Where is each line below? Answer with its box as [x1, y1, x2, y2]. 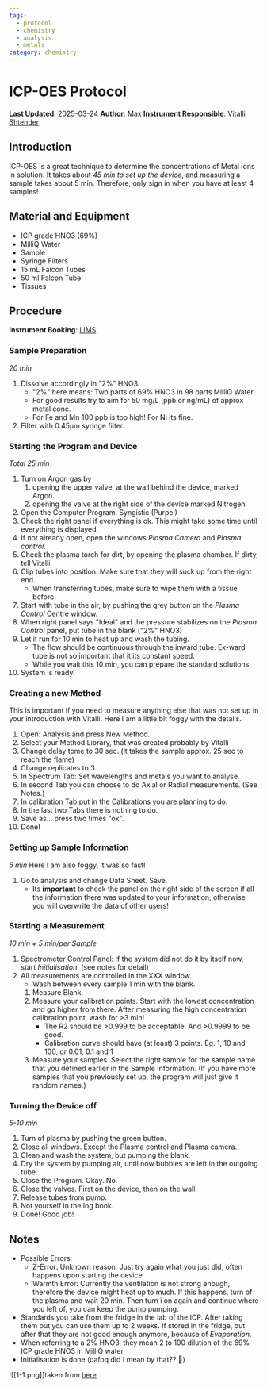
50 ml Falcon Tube [20, 273, 82, 282]
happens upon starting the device [32, 1270, 143, 1280]
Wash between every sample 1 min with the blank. [32, 979, 196, 989]
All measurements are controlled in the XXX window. [20, 970, 193, 980]
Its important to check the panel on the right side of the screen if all [32, 884, 254, 893]
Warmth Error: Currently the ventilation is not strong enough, [32, 1278, 231, 1288]
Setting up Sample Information [9, 842, 129, 853]
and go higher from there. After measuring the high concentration [32, 1005, 246, 1014]
